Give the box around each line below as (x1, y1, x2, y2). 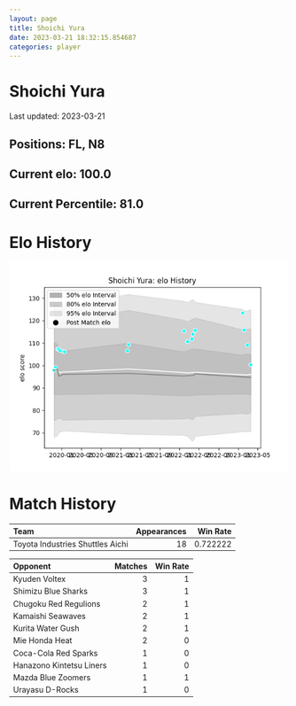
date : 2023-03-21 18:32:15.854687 (9, 33, 137, 42)
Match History (9, 494, 117, 514)
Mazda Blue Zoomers (12, 672, 91, 683)
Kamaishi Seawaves (12, 610, 87, 621)
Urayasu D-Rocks (12, 685, 79, 695)
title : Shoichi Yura (9, 23, 86, 33)
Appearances (136, 525, 187, 536)
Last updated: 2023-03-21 (9, 111, 105, 121)
